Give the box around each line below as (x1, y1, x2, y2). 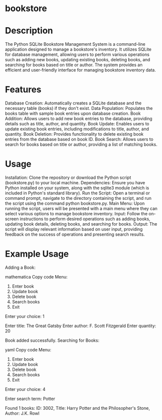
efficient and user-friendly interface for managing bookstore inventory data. (5, 67, 156, 73)
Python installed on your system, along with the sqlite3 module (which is (5, 185, 149, 191)
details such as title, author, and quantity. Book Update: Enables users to (5, 121, 149, 127)
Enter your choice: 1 (5, 313, 44, 319)
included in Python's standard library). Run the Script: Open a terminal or (5, 190, 150, 196)
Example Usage (5, 248, 69, 260)
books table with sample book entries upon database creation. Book (5, 110, 141, 117)
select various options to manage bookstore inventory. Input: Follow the (5, 211, 148, 216)
